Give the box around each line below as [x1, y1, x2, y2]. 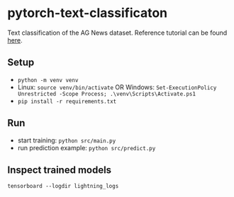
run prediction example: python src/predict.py [17, 143, 156, 152]
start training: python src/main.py [17, 136, 116, 145]
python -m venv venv [17, 77, 79, 84]
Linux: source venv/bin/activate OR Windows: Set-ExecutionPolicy [17, 83, 217, 91]
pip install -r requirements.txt [17, 98, 117, 105]
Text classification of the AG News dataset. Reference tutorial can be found [7, 28, 228, 37]
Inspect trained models [7, 164, 112, 176]
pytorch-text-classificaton [7, 5, 168, 21]
